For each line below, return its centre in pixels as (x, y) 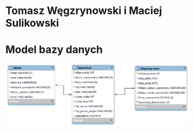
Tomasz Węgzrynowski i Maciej (84, 11)
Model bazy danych (54, 50)
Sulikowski (32, 23)
